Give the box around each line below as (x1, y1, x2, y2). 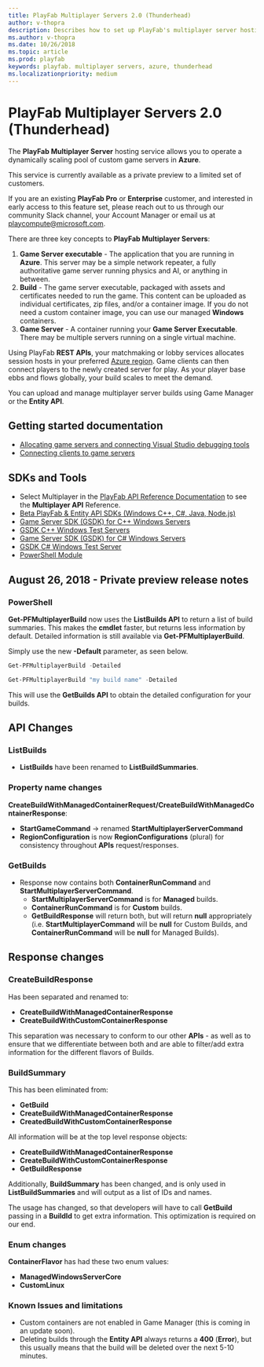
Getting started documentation (8, 419, 163, 432)
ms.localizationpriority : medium (8, 70, 118, 78)
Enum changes (8, 1239, 67, 1250)
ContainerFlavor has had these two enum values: (8, 1257, 169, 1266)
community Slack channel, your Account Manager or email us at (8, 210, 216, 220)
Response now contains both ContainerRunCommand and (19, 878, 211, 887)
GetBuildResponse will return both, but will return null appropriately (31, 911, 252, 920)
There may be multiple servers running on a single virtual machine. (19, 332, 236, 342)
